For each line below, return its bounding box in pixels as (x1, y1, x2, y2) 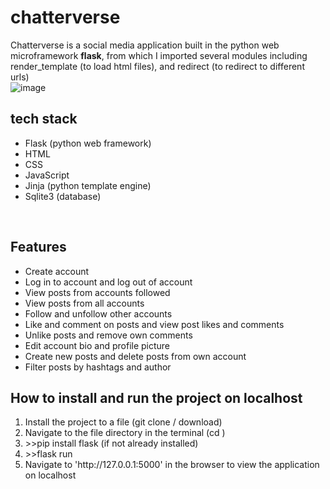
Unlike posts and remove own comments (24, 329, 193, 341)
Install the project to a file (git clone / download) (24, 416, 223, 428)
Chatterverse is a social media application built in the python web (10, 39, 280, 51)
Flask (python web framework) (24, 137, 152, 149)
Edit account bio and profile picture (24, 339, 171, 351)
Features (10, 239, 67, 256)
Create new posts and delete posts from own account (24, 350, 247, 362)
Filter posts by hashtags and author (24, 361, 172, 373)
